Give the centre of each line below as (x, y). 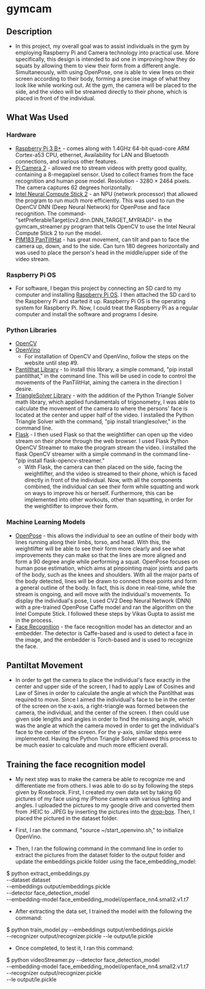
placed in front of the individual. (55, 98)
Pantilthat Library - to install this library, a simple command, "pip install (104, 369)
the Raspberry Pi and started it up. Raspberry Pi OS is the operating (100, 301)
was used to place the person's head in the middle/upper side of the (101, 252)
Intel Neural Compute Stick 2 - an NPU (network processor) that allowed (106, 194)
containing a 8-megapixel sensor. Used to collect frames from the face (104, 174)
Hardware (21, 135)
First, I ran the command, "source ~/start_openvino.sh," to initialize (99, 830)
